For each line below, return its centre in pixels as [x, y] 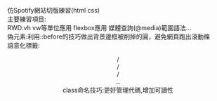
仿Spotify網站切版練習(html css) [54, 10]
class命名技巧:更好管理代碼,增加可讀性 [118, 90]
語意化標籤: [24, 45]
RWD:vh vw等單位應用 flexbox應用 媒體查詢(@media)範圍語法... [99, 28]
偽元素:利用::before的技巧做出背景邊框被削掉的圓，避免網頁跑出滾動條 [109, 36]
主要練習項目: [27, 19]
